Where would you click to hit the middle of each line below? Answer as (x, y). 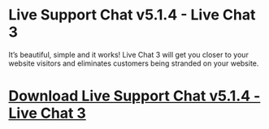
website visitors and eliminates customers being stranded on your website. (134, 63)
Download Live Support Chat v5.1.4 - (134, 96)
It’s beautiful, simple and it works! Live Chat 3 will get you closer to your (129, 54)
